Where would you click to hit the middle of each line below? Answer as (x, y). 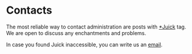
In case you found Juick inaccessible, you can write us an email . (84, 45)
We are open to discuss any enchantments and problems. (76, 33)
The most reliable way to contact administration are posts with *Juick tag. (96, 27)
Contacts (29, 10)
